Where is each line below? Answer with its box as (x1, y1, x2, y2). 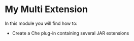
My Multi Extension (5, 4, 88, 15)
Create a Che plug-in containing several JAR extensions (12, 30, 129, 36)
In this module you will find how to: (5, 20, 78, 26)
